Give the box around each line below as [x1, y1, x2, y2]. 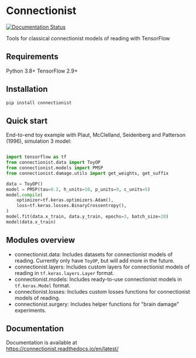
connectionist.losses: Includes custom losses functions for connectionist [14, 288, 190, 295]
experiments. [14, 307, 47, 314]
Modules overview [6, 235, 75, 245]
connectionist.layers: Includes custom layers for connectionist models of [14, 263, 190, 270]
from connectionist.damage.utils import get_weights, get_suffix [6, 170, 169, 176]
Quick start [6, 116, 48, 126]
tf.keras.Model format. [14, 282, 71, 289]
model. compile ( [6, 192, 43, 198]
